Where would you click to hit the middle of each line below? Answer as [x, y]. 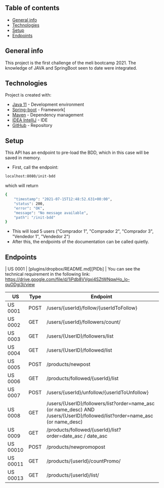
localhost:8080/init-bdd [30, 176]
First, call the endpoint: [35, 167]
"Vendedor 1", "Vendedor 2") [41, 237]
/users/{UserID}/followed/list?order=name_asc [100, 416]
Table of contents [32, 8]
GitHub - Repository [32, 125]
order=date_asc [64, 436]
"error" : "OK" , [29, 208]
